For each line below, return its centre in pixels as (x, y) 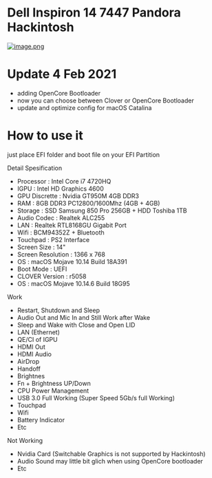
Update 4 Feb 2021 (62, 74)
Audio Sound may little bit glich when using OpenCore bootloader (110, 461)
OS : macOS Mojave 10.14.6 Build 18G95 (73, 283)
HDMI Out (31, 347)
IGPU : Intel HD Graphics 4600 (61, 188)
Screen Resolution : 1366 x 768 (61, 254)
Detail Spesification (35, 168)
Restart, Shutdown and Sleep (58, 310)
